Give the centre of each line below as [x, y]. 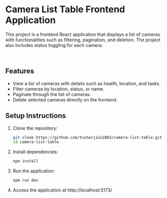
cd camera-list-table [36, 142]
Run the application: [34, 171]
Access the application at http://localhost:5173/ [62, 190]
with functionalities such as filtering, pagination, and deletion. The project [83, 40]
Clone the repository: [35, 128]
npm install [25, 161]
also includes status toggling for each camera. [54, 45]
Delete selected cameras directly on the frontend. [65, 100]
